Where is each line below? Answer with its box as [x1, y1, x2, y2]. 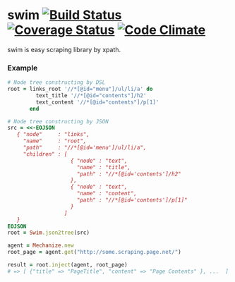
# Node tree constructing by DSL [7, 79, 106, 86]
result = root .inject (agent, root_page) [7, 262, 128, 269]
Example [7, 63, 38, 73]
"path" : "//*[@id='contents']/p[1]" [76, 197, 188, 204]
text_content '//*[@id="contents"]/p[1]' [35, 99, 159, 106]
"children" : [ [23, 150, 68, 158]
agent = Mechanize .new [7, 242, 74, 250]
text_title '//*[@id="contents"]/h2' [35, 92, 147, 99]
